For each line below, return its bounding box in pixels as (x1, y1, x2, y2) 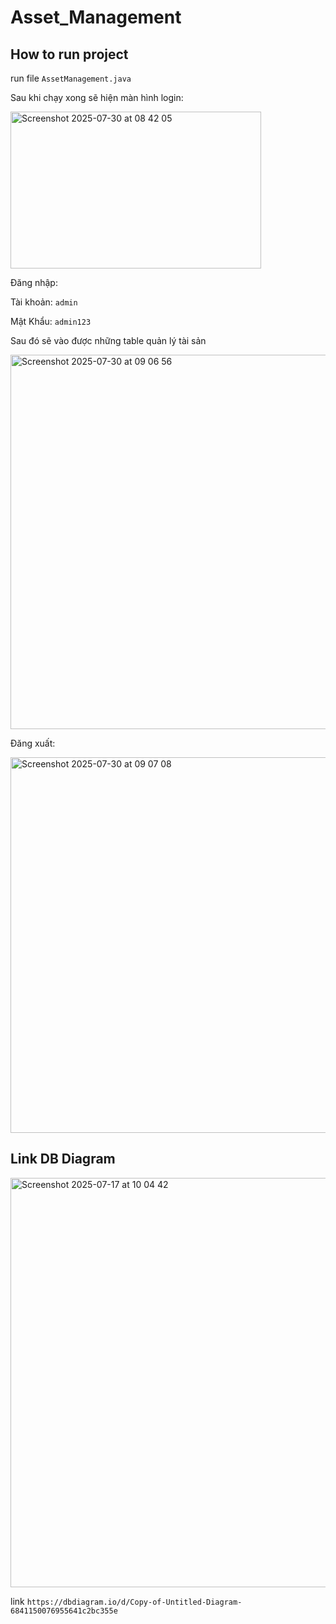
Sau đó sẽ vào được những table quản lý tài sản (10, 335, 207, 346)
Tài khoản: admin (10, 296, 78, 308)
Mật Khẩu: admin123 (10, 316, 92, 327)
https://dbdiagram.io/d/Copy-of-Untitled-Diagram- (26, 1597, 243, 1607)
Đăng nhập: (10, 277, 58, 288)
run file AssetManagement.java (10, 72, 132, 84)
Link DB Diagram (10, 1151, 116, 1168)
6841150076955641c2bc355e (10, 1606, 118, 1616)
